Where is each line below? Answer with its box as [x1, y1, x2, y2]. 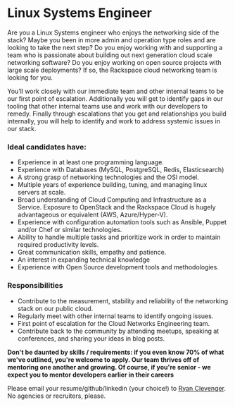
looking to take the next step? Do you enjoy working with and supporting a [7, 43, 223, 51]
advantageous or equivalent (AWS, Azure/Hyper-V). [17, 210, 168, 219]
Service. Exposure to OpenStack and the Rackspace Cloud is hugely [17, 203, 216, 212]
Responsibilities [7, 281, 63, 291]
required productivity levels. [17, 241, 99, 249]
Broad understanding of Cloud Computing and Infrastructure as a [17, 195, 207, 204]
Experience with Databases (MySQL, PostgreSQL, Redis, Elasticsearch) [17, 166, 224, 174]
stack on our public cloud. [17, 304, 94, 312]
